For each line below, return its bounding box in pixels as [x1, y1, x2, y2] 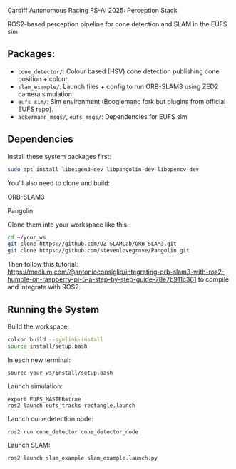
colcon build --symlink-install [7, 336, 103, 343]
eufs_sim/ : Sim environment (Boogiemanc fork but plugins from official [17, 97, 226, 105]
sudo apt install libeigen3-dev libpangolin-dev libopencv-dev [7, 165, 200, 173]
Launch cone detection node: [7, 414, 94, 423]
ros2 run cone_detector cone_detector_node [7, 428, 139, 435]
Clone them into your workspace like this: [7, 220, 130, 229]
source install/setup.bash [7, 342, 88, 350]
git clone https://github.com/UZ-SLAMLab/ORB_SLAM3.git [7, 240, 177, 248]
